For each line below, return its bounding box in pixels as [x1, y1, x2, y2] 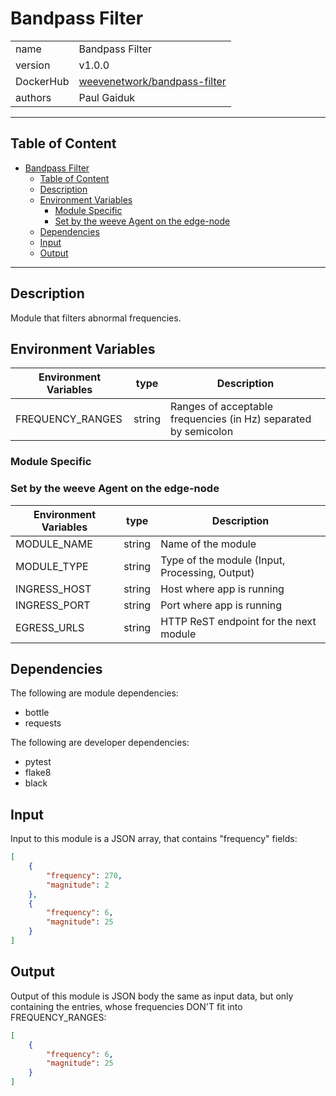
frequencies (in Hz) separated [170, 412, 312, 426]
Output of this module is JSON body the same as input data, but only [10, 990, 294, 1002]
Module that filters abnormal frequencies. [10, 312, 182, 324]
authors [15, 90, 52, 104]
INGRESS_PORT [15, 598, 91, 612]
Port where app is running [160, 598, 282, 612]
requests [24, 717, 62, 729]
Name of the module [160, 537, 257, 551]
